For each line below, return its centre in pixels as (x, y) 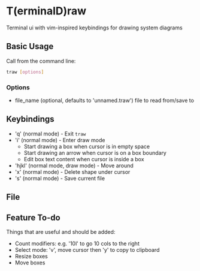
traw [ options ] (25, 72)
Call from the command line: (41, 61)
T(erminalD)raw (46, 11)
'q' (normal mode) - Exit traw (50, 134)
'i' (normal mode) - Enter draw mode (60, 140)
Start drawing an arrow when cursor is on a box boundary (95, 153)
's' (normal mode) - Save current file (60, 178)
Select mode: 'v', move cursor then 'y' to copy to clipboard (87, 249)
